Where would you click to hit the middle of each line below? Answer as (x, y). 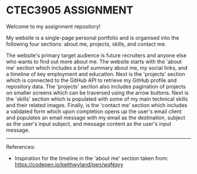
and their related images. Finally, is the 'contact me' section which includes (97, 105)
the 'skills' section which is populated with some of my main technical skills (97, 99)
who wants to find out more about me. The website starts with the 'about (94, 62)
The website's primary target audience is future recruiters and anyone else (96, 55)
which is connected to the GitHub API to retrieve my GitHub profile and (91, 80)
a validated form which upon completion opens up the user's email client (94, 111)
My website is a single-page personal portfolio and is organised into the (93, 37)
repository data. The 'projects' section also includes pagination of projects (96, 86)
